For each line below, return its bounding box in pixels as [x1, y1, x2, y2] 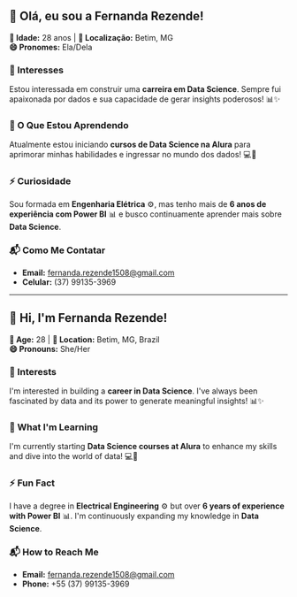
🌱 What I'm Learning [9, 421, 99, 433]
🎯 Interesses [9, 64, 65, 76]
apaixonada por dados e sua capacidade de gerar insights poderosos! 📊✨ [9, 94, 281, 104]
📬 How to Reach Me [9, 546, 99, 558]
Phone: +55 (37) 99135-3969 [21, 578, 130, 589]
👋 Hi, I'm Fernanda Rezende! [9, 310, 168, 325]
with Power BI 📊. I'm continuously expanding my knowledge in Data [9, 510, 259, 521]
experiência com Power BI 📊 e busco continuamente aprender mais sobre [9, 209, 283, 219]
